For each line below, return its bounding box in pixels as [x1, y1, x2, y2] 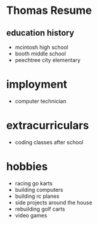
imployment [6, 78, 67, 91]
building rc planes [14, 192, 60, 200]
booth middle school [14, 50, 66, 57]
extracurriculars [6, 119, 89, 133]
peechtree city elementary [14, 57, 81, 63]
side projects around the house [14, 198, 93, 206]
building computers [14, 186, 63, 193]
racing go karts [14, 179, 53, 187]
